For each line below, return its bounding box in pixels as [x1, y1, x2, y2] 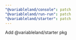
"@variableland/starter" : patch [5, 16, 71, 21]
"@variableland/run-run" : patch [5, 12, 71, 17]
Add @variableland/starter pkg [5, 30, 67, 36]
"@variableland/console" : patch [5, 7, 71, 12]
